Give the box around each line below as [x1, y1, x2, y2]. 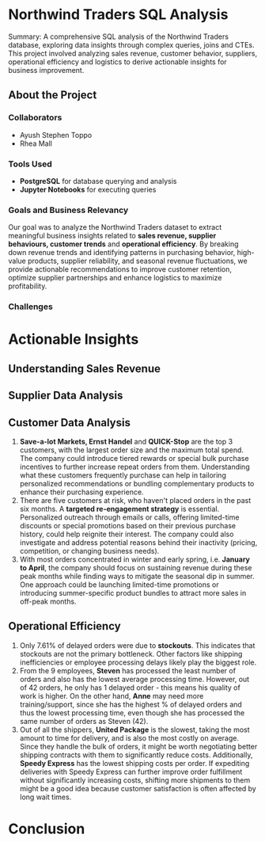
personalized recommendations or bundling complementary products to [19, 478, 255, 488]
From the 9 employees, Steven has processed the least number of [19, 665, 236, 675]
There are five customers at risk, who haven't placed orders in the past [19, 495, 252, 505]
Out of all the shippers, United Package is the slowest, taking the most [19, 725, 251, 734]
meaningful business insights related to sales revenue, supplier [8, 231, 217, 241]
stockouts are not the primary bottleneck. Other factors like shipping [19, 649, 243, 658]
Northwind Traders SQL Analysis [8, 6, 229, 24]
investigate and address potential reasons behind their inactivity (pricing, [19, 537, 258, 547]
